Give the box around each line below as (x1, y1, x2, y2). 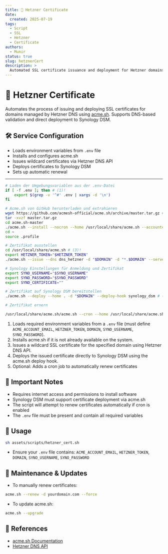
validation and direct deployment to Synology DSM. (5, 116, 111, 123)
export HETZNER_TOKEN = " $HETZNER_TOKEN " (5, 252, 88, 258)
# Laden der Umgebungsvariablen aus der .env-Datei (5, 183, 115, 188)
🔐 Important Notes (5, 378, 63, 386)
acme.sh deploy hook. (12, 358, 58, 364)
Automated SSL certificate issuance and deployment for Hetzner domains (9, 68, 164, 73)
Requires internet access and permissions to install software (12, 391, 137, 397)
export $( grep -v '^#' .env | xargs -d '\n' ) (14, 192, 111, 198)
